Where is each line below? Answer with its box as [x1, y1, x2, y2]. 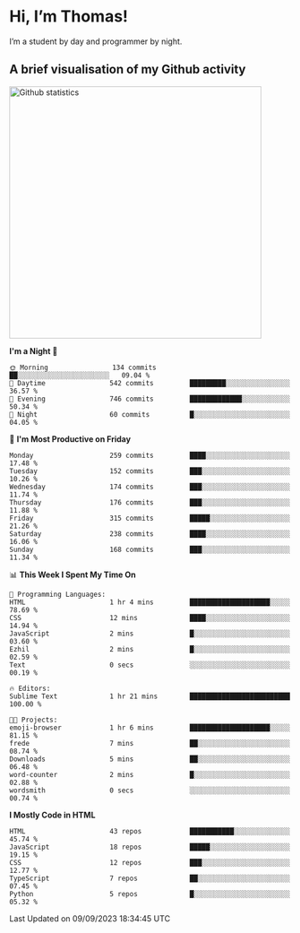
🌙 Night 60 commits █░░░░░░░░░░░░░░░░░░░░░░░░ [9, 410, 291, 419]
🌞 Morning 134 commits [9, 363, 157, 372]
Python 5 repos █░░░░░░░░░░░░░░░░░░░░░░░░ [9, 889, 291, 898]
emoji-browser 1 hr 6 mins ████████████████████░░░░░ [9, 723, 291, 732]
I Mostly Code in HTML [9, 809, 96, 820]
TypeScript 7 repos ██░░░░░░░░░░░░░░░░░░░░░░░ [9, 874, 291, 883]
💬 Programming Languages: [9, 590, 106, 599]
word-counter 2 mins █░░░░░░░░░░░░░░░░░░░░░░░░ [9, 770, 291, 779]
